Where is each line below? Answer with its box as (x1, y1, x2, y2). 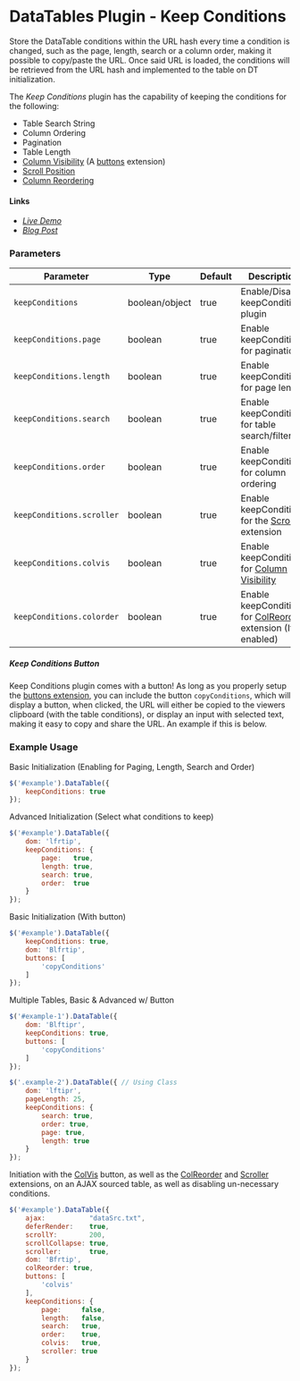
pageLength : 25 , (25, 1095, 87, 1104)
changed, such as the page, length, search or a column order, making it (9, 45, 272, 55)
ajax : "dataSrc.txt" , (25, 1214, 146, 1223)
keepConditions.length (13, 371, 110, 382)
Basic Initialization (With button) (9, 911, 127, 922)
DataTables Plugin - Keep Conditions (9, 6, 287, 27)
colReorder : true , (25, 1264, 94, 1273)
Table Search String (21, 118, 96, 129)
